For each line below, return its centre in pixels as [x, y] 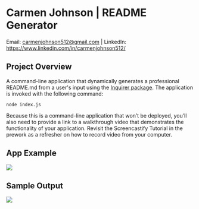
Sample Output [35, 186]
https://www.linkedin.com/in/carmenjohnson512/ [66, 48]
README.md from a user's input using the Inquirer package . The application [100, 87]
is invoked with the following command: [55, 94]
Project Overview [39, 67]
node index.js [24, 104]
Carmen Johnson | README [77, 13]
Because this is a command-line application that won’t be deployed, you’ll [97, 115]
